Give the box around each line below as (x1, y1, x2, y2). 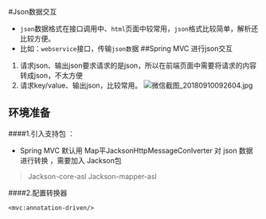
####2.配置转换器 (8, 188, 68, 197)
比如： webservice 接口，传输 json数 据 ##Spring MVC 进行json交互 (19, 44, 233, 53)
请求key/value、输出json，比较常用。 (19, 80, 143, 90)
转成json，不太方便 (19, 71, 84, 80)
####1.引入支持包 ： (8, 128, 76, 138)
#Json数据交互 (8, 7, 57, 16)
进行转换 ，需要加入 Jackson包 (19, 155, 122, 165)
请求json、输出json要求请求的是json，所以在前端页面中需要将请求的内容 (19, 61, 257, 70)
